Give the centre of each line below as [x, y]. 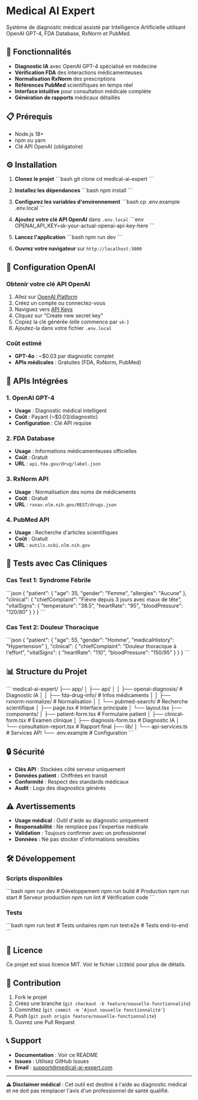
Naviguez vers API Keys [44, 309]
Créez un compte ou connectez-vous [60, 303]
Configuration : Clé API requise [53, 423]
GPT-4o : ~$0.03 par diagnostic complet [64, 356]
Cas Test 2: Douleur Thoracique [52, 627]
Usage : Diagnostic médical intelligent [61, 411]
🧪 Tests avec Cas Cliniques [57, 564]
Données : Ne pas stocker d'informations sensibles [77, 839]
